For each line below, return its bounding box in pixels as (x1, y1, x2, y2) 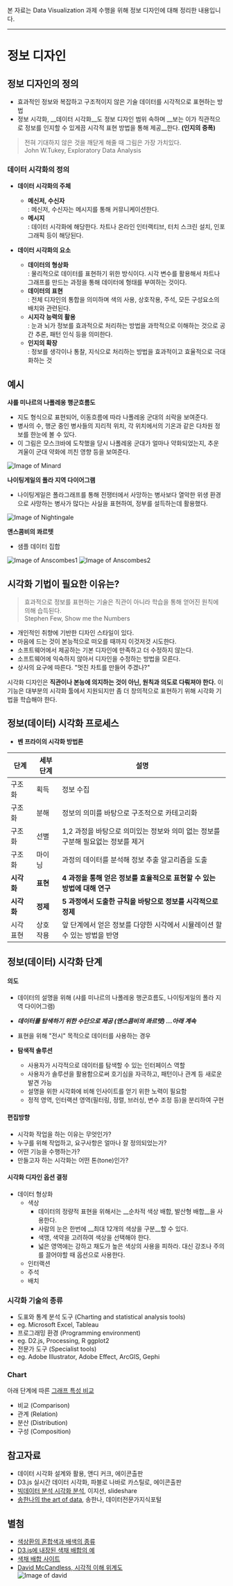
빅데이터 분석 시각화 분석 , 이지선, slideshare (17, 1487, 137, 1495)
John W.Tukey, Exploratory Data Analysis (24, 146, 141, 154)
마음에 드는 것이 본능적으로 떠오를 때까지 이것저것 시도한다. (17, 637, 177, 646)
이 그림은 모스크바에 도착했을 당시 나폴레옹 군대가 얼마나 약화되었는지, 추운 (17, 439, 220, 448)
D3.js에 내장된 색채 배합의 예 (17, 1546, 95, 1554)
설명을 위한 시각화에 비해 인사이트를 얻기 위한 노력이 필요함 (27, 1087, 187, 1095)
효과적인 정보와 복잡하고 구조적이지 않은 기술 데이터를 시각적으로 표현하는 (17, 98, 216, 106)
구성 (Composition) (17, 1427, 71, 1435)
